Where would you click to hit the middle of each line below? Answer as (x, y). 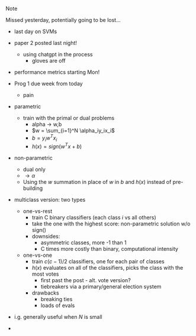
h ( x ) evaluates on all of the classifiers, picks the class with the (107, 268)
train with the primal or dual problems (69, 118)
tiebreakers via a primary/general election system (101, 287)
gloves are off (49, 61)
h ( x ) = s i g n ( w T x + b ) (57, 146)
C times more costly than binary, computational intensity (110, 249)
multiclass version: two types (50, 200)
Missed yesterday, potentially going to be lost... (63, 20)
